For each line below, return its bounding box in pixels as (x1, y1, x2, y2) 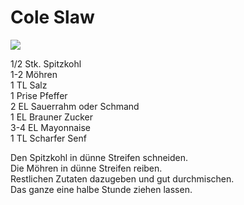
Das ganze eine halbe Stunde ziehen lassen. (10, 183, 193, 195)
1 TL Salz (10, 79, 48, 91)
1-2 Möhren (10, 68, 58, 80)
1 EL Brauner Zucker (10, 111, 93, 123)
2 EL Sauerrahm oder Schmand (10, 100, 140, 112)
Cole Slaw (10, 6, 95, 29)
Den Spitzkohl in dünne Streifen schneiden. (10, 151, 189, 163)
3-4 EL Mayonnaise (10, 121, 91, 133)
